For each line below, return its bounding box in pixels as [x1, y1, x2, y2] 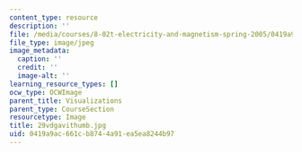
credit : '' [17, 63, 58, 72]
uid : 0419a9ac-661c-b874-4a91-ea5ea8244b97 [9, 130, 175, 139]
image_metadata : [9, 46, 70, 55]
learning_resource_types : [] [9, 80, 119, 89]
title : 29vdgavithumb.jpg [9, 122, 106, 131]
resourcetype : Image [9, 113, 87, 122]
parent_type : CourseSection [9, 105, 115, 114]
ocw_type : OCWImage [9, 88, 83, 97]
